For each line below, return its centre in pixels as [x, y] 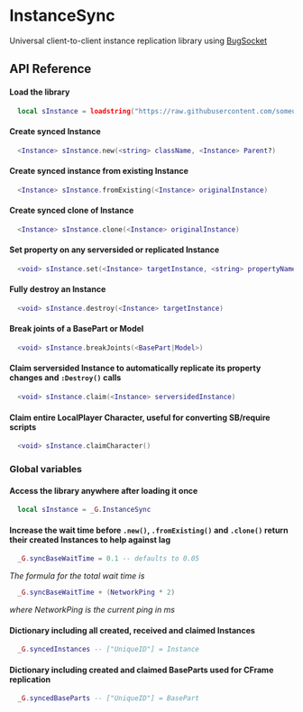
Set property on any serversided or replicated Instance [115, 250]
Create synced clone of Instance [72, 210]
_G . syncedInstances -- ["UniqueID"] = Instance [109, 650]
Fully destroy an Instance [58, 289]
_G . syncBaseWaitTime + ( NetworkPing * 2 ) [96, 593]
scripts [23, 427]
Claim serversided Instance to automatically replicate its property [135, 368]
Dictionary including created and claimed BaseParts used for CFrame [142, 670]
